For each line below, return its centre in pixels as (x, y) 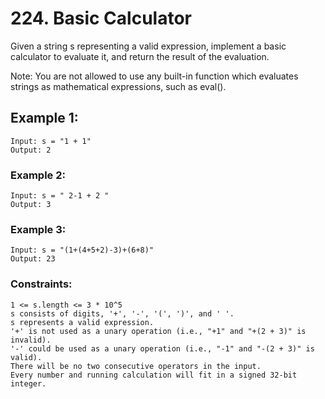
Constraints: (41, 284)
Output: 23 (33, 259)
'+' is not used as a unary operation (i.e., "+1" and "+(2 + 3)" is (158, 331)
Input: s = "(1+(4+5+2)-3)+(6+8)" (82, 250)
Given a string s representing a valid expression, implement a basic (148, 46)
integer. (28, 383)
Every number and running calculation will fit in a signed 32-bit (154, 375)
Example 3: (38, 229)
